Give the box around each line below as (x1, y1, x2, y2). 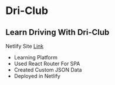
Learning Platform (13, 54, 58, 61)
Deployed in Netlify (13, 73, 61, 79)
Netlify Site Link (5, 42, 44, 49)
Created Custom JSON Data (13, 66, 82, 73)
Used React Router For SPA (13, 60, 80, 67)
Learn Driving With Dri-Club (5, 27, 110, 37)
